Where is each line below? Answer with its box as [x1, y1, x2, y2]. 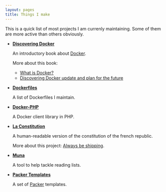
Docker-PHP [12, 104, 39, 110]
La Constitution [12, 123, 45, 129]
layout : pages [5, 7, 35, 12]
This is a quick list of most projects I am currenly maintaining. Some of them [5, 25, 161, 31]
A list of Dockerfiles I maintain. [12, 94, 76, 100]
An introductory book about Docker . [12, 50, 86, 56]
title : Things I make [5, 12, 50, 17]
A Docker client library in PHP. [12, 113, 75, 120]
